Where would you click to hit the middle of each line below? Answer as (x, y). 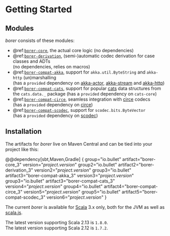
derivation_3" (19, 170)
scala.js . (14, 213)
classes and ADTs (31, 61)
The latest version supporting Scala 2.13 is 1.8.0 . (57, 222)
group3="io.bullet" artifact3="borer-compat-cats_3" (60, 181)
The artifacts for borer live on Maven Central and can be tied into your (79, 144)
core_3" (14, 164)
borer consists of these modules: (40, 40)
